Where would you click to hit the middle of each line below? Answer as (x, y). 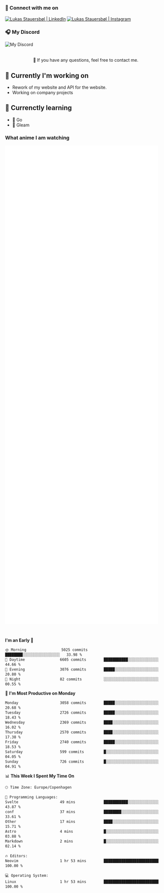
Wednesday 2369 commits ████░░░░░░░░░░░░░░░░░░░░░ (82, 722)
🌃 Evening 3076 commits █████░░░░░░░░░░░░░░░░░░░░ (82, 670)
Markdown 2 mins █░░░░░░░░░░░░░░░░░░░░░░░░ (82, 842)
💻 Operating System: (27, 876)
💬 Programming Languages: (31, 797)
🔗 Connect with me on (32, 8)
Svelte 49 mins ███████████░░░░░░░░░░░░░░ (82, 802)
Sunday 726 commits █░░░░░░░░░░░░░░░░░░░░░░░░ (82, 762)
